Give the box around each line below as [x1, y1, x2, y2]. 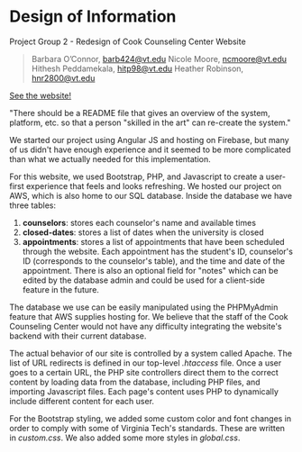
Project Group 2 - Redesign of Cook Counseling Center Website [9, 36, 246, 47]
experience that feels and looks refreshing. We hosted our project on [25, 180, 282, 191]
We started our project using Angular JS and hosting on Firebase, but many [9, 134, 290, 145]
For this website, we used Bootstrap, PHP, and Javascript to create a [9, 171, 264, 182]
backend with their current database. [9, 330, 147, 341]
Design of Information [9, 6, 177, 27]
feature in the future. [22, 284, 99, 294]
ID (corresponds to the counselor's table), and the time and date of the [22, 255, 286, 267]
